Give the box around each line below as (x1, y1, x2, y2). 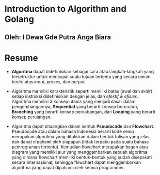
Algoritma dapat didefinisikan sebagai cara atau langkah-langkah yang (11, 68, 154, 74)
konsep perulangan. (11, 114, 52, 120)
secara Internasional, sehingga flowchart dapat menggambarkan (11, 159, 141, 165)
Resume (4, 52, 38, 64)
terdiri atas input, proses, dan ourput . (11, 79, 86, 84)
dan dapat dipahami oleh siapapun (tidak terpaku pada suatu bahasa (11, 139, 149, 144)
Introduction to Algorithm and (4, 3, 127, 15)
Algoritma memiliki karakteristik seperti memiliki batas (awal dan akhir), (11, 88, 154, 94)
